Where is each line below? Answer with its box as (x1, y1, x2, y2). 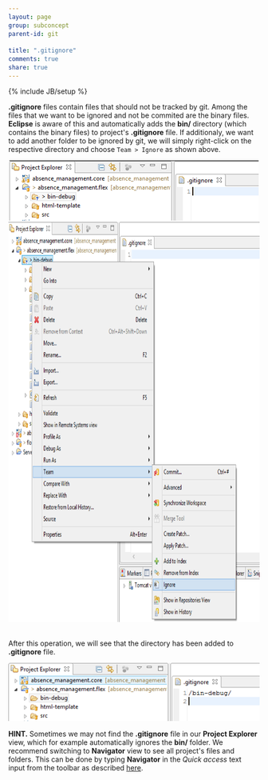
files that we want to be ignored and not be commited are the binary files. (8, 110, 250, 120)
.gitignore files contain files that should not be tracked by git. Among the (8, 102, 248, 111)
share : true (8, 64, 48, 72)
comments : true (8, 55, 59, 63)
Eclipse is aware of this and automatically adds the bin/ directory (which (8, 118, 247, 128)
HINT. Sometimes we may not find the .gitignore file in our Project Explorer (8, 729, 258, 739)
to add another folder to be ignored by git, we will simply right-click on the (8, 136, 252, 146)
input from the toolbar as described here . (8, 763, 144, 773)
